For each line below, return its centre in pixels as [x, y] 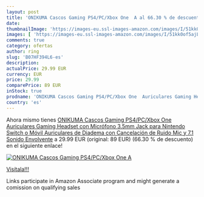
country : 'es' [24, 102]
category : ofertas [29, 46]
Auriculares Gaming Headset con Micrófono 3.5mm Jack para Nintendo [96, 126]
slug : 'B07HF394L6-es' [35, 57]
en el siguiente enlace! [34, 145]
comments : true [25, 40]
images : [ [19, 35]
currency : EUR [24, 74]
